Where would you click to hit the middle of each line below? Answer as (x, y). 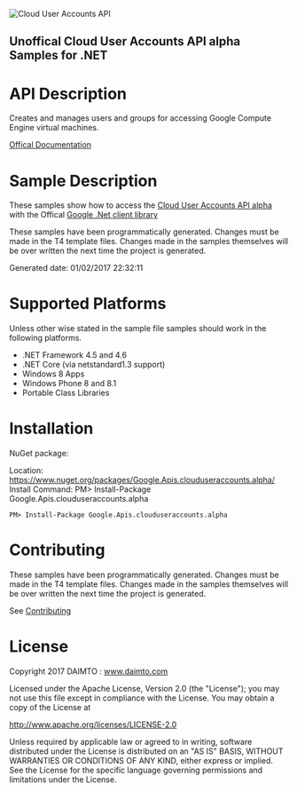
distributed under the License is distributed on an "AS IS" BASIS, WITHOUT (146, 751)
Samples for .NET (59, 55)
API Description (68, 94)
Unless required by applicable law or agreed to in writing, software (131, 742)
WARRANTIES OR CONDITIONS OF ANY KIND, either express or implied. (141, 761)
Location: (26, 471)
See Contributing (40, 611)
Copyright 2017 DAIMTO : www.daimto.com (89, 671)
